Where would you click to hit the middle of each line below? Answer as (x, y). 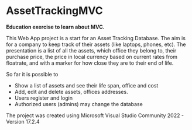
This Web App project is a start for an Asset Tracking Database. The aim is (96, 38)
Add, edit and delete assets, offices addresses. (71, 92)
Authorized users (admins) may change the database (79, 104)
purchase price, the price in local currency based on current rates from (92, 57)
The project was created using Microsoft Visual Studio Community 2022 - (95, 115)
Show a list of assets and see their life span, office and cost (86, 85)
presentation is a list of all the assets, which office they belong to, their (91, 50)
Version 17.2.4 (23, 121)
